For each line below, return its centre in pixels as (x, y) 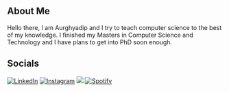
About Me (28, 11)
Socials (23, 64)
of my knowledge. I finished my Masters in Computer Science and (100, 35)
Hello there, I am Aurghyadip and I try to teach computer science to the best (114, 27)
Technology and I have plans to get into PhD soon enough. (90, 42)
